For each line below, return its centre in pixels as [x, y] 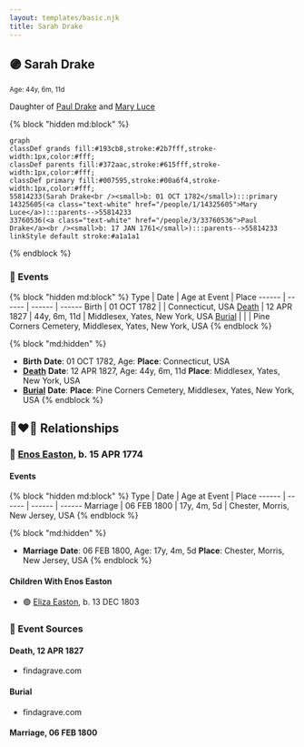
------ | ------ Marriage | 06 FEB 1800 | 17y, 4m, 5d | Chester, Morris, [161, 506]
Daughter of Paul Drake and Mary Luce [83, 106]
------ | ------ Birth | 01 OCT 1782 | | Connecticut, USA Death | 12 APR [162, 307]
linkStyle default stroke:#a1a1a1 [75, 237]
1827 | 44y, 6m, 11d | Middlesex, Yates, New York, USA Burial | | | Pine [140, 316]
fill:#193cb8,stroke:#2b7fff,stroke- [146, 149]
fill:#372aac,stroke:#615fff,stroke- [150, 165]
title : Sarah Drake [46, 26]
